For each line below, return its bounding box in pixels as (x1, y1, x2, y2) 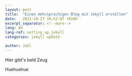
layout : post (5, 7, 32, 12)
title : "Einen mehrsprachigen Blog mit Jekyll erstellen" (5, 12, 128, 17)
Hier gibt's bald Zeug (5, 57, 48, 63)
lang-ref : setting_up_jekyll (5, 30, 65, 35)
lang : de (5, 25, 23, 30)
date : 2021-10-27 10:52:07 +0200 (5, 16, 78, 21)
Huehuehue (5, 66, 29, 72)
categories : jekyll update (5, 35, 60, 40)
